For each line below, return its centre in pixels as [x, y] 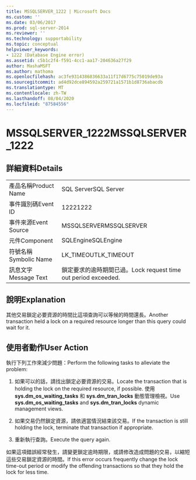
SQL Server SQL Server [93, 189]
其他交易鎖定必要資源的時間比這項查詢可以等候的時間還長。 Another [87, 315]
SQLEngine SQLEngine [92, 240]
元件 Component [31, 241]
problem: [17, 369]
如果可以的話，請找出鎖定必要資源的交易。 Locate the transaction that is [101, 382]
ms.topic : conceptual [32, 44]
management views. [39, 409]
